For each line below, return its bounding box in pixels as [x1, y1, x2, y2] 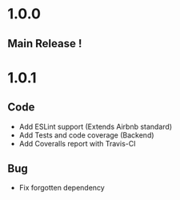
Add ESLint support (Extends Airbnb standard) [18, 122, 173, 131]
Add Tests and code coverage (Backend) [18, 130, 154, 140]
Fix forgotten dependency [18, 183, 105, 193]
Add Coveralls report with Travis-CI [18, 138, 136, 148]
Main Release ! [7, 37, 82, 50]
